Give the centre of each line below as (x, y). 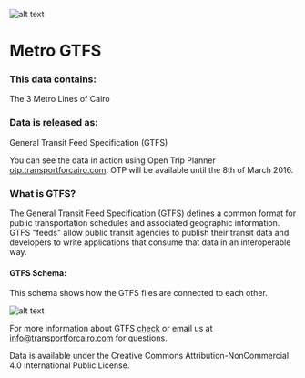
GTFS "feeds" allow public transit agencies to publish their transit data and (149, 233)
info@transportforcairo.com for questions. (88, 338)
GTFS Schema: (38, 272)
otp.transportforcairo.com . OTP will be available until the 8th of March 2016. (152, 169)
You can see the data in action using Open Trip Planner (112, 160)
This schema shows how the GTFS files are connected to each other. (139, 293)
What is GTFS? (43, 193)
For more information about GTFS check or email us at (111, 329)
